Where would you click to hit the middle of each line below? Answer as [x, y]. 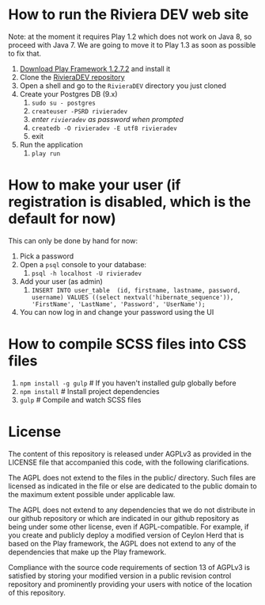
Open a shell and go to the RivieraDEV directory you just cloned [123, 86]
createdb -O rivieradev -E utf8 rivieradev [104, 128]
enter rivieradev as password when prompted [108, 119]
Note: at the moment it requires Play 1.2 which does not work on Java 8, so [130, 36]
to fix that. [25, 53]
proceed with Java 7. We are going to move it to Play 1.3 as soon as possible [132, 44]
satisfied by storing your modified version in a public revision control [120, 576]
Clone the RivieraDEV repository [72, 77]
